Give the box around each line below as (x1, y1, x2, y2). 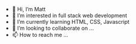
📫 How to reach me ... (11, 32, 68, 38)
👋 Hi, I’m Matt (11, 6, 46, 12)
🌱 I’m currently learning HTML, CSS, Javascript (11, 18, 130, 25)
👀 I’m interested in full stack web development (11, 12, 128, 19)
